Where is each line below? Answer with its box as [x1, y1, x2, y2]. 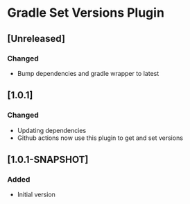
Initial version [17, 190, 55, 199]
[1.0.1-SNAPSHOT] [7, 153, 89, 165]
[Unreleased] [7, 33, 66, 45]
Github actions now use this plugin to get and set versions [17, 134, 184, 142]
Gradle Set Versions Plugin [7, 5, 165, 21]
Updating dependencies [17, 126, 87, 134]
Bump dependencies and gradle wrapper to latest [17, 69, 159, 77]
